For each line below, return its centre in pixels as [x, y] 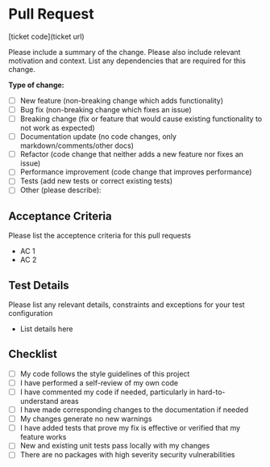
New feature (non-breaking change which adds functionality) [122, 100]
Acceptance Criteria [60, 216]
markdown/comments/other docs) [77, 145]
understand [39, 402]
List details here [47, 329]
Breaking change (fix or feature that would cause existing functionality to [141, 119]
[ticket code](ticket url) [46, 36]
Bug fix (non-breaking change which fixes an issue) [106, 109]
